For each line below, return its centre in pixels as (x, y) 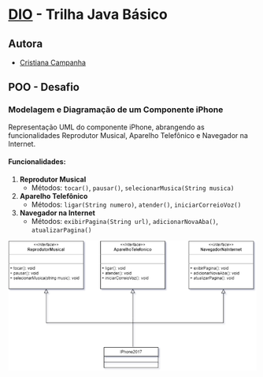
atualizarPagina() (61, 230)
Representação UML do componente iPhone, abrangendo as (106, 127)
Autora (26, 44)
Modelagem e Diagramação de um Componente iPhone (116, 110)
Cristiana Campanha (53, 62)
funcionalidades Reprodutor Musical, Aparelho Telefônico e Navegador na (128, 135)
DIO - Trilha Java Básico (88, 15)
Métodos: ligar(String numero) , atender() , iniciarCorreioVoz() (136, 204)
